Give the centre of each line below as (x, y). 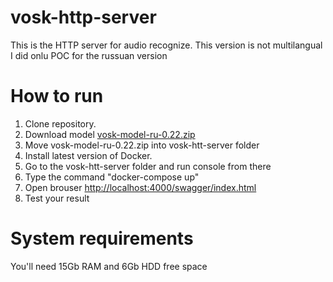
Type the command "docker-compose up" (112, 177)
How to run (57, 96)
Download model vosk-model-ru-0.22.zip (110, 134)
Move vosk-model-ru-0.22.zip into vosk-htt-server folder (142, 145)
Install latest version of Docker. (88, 155)
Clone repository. (60, 123)
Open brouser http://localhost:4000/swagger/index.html (140, 187)
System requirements (102, 238)
